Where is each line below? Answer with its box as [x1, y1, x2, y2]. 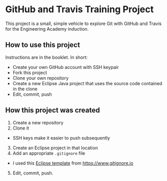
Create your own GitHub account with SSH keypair [12, 64, 119, 70]
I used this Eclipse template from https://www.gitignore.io [12, 160, 133, 166]
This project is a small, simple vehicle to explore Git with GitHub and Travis [5, 20, 162, 27]
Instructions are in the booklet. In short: [5, 54, 88, 60]
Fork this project [12, 69, 47, 75]
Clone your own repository [12, 75, 69, 81]
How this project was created [5, 106, 100, 115]
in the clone [12, 86, 38, 92]
